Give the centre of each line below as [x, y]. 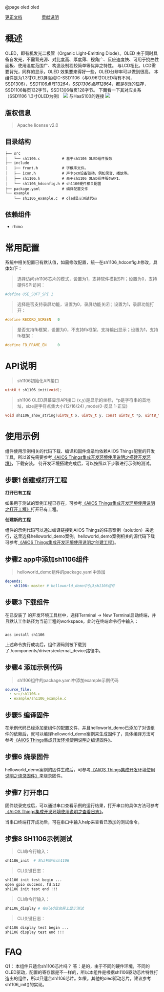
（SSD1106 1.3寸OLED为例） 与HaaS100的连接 [55, 96]
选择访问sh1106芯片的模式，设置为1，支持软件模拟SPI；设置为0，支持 [87, 279]
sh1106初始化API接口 [38, 380]
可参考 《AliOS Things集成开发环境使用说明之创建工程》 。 [62, 543]
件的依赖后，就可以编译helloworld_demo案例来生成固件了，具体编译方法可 [80, 734]
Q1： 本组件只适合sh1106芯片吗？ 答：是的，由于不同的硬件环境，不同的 [78, 966]
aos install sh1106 [25, 635]
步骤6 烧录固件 [27, 757]
